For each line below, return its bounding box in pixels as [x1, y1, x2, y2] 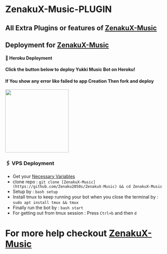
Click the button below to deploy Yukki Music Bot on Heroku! [5, 67, 136, 73]
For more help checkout [5, 227, 107, 239]
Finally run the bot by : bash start [12, 205, 83, 211]
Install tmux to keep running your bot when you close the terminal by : [12, 193, 158, 200]
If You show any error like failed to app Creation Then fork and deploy [5, 78, 154, 84]
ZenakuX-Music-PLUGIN [5, 4, 112, 15]
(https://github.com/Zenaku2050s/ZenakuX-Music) [12, 184, 117, 189]
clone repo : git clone [12, 178, 60, 185]
